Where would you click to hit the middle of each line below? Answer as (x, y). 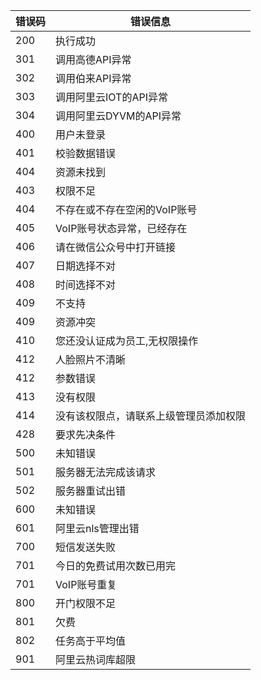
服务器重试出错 (91, 491)
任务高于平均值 (91, 641)
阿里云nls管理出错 (97, 528)
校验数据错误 (86, 153)
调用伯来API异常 (93, 78)
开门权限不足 (86, 603)
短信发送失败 (86, 547)
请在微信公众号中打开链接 (116, 247)
